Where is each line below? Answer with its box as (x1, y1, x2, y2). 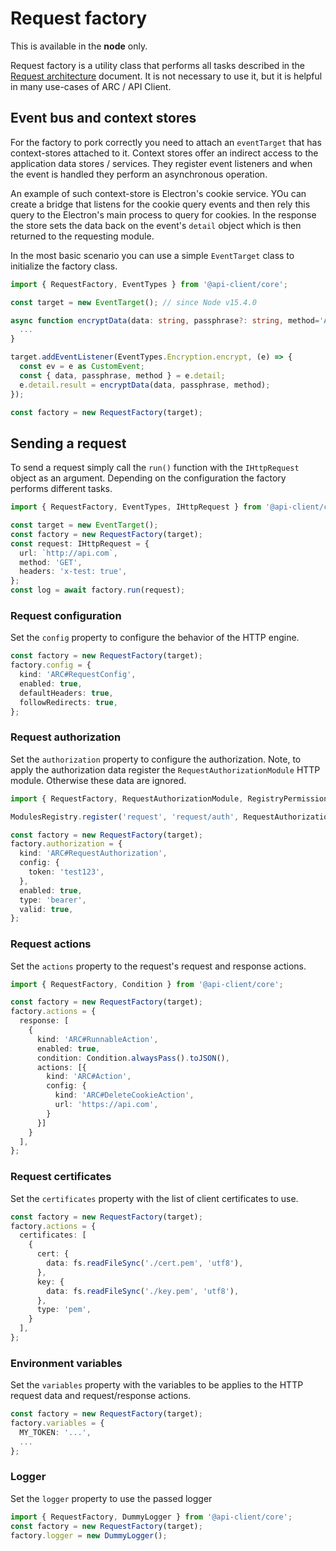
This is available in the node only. (10, 40, 148, 52)
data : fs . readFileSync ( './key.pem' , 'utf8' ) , (46, 1286, 240, 1296)
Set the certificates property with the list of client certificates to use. (10, 1192, 299, 1204)
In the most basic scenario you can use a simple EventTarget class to (10, 249, 295, 261)
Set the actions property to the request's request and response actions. (10, 960, 307, 972)
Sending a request (10, 435, 127, 452)
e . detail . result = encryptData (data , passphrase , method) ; (19, 380, 271, 390)
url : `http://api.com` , (19, 548, 118, 558)
